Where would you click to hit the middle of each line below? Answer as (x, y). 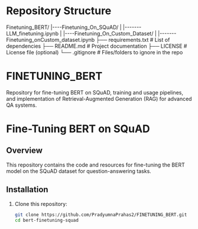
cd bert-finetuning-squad (46, 220)
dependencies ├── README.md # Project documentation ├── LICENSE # (97, 46)
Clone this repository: (41, 204)
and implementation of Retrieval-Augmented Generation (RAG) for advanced (99, 99)
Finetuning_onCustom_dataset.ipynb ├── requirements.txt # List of (88, 40)
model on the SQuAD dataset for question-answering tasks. (79, 171)
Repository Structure (59, 11)
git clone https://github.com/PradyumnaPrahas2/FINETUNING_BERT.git (101, 215)
